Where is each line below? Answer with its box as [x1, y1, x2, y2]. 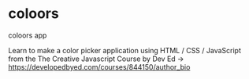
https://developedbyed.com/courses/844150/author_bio [8, 62, 191, 71]
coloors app [8, 31, 47, 40]
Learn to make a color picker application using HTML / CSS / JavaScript [8, 45, 242, 55]
